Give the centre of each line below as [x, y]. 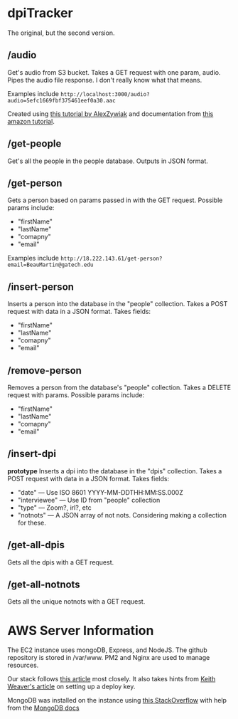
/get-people [34, 144]
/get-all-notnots [44, 585]
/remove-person [44, 371]
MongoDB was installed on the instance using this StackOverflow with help [117, 700]
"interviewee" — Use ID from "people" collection [89, 500]
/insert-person [41, 287]
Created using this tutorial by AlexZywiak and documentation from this [110, 114]
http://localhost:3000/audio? [105, 94]
